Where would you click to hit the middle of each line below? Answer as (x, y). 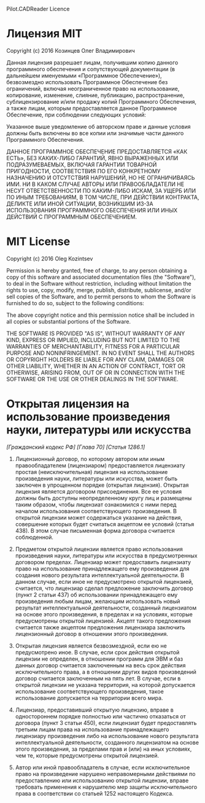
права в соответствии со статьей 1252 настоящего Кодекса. (94, 793)
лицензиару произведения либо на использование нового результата (107, 735)
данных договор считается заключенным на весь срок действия (100, 665)
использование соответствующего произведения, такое (89, 691)
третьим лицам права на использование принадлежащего (92, 729)
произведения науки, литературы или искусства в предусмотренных (106, 556)
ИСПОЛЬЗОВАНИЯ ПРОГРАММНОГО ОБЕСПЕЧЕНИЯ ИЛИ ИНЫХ (92, 210)
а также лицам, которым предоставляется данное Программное (92, 108)
